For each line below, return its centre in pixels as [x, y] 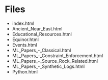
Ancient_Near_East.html [37, 28]
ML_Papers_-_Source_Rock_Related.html [55, 61]
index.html [23, 23]
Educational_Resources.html [42, 34]
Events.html [24, 45]
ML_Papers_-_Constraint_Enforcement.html [58, 55]
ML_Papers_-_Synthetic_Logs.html [48, 66]
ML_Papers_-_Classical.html [42, 50]
